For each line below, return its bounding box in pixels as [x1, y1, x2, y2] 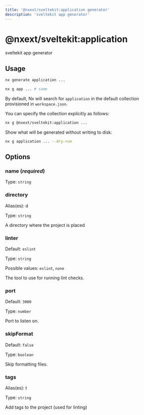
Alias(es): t [5, 385, 27, 391]
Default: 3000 [5, 299, 32, 305]
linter [5, 234, 18, 241]
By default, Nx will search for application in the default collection [5, 96, 139, 101]
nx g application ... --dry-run [5, 139, 72, 144]
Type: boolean [5, 351, 34, 357]
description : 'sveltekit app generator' [5, 12, 90, 17]
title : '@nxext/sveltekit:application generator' [5, 7, 110, 12]
